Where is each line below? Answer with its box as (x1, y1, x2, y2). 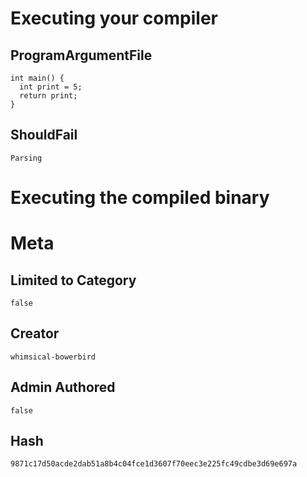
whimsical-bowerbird (10, 352, 97, 362)
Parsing (10, 153, 43, 163)
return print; (19, 91, 78, 101)
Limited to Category (10, 272, 137, 289)
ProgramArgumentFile (10, 47, 153, 64)
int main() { (10, 73, 65, 83)
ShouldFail (10, 127, 78, 144)
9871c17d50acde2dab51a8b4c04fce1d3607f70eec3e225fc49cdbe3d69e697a (10, 459, 298, 469)
